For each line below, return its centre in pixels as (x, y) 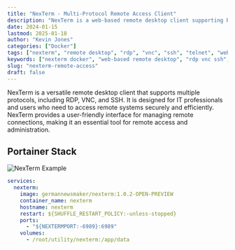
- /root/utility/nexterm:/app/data (78, 240)
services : (22, 181)
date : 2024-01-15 (33, 27)
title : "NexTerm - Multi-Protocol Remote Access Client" (92, 14)
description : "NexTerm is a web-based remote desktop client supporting (115, 20)
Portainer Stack (42, 151)
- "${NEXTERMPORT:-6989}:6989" (71, 227)
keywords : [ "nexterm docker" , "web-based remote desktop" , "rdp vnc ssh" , (119, 60)
